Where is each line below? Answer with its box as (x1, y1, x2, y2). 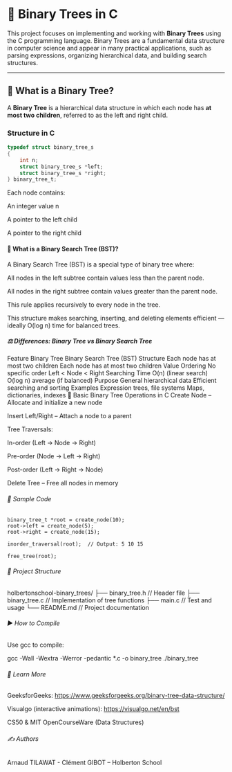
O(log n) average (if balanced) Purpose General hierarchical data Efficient (7, 377, 217, 385)
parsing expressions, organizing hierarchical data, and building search (7, 51, 207, 60)
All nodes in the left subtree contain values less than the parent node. (7, 273, 205, 282)
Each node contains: (7, 188, 66, 197)
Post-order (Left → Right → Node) (7, 465, 104, 474)
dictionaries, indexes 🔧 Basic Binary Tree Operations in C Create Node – (7, 391, 212, 400)
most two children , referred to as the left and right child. (7, 111, 168, 119)
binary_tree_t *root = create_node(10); (7, 516, 126, 523)
